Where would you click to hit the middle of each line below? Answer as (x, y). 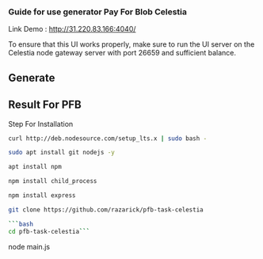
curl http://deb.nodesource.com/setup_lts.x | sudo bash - (108, 138)
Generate (32, 78)
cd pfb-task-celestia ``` (49, 231)
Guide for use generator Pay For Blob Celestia (98, 12)
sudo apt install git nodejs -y (61, 153)
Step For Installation (41, 124)
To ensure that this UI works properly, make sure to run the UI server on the (131, 44)
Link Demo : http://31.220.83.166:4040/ (72, 29)
